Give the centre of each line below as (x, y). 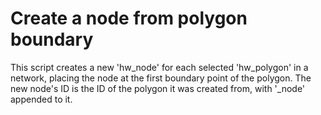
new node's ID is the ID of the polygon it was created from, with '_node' (158, 88)
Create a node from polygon (129, 18)
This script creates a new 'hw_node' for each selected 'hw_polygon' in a (159, 67)
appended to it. (41, 99)
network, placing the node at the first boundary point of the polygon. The (161, 78)
